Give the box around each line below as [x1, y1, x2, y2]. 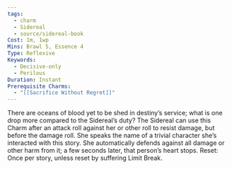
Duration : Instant [7, 76, 62, 83]
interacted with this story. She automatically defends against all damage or [7, 139, 225, 147]
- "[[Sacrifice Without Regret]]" [13, 89, 115, 96]
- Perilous [13, 69, 46, 76]
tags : [7, 10, 23, 18]
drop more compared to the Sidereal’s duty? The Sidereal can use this [7, 116, 211, 124]
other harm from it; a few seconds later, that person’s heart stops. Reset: [7, 146, 219, 155]
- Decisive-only [13, 63, 62, 70]
